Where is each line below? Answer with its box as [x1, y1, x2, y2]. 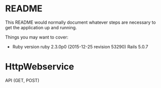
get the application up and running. [5, 24, 77, 30]
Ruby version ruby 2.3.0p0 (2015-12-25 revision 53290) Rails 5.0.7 [12, 44, 148, 49]
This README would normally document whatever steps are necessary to [5, 19, 156, 25]
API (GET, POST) [5, 77, 40, 83]
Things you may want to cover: [5, 34, 69, 40]
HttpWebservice [5, 61, 75, 72]
